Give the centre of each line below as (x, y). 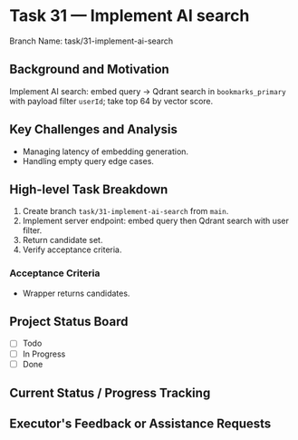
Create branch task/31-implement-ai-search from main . (125, 211)
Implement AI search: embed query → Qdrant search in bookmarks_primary (148, 91)
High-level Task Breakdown (89, 189)
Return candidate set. (62, 240)
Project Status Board (69, 322)
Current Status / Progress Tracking (110, 393)
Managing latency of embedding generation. (105, 152)
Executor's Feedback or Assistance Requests (140, 424)
